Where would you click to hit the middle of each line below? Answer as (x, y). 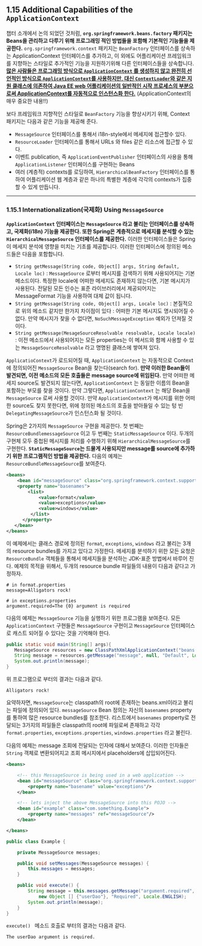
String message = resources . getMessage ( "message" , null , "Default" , (102, 656)
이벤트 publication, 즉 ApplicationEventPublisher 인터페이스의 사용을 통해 (104, 157)
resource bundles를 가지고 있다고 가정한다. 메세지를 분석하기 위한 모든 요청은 (104, 550)
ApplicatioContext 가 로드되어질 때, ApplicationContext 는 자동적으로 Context (100, 361)
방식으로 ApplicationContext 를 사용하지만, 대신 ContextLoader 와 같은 (104, 78)
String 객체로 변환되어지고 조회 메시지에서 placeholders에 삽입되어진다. (91, 753)
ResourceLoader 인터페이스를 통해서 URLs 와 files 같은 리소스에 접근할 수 (101, 142)
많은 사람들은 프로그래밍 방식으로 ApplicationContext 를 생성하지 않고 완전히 (96, 71)
